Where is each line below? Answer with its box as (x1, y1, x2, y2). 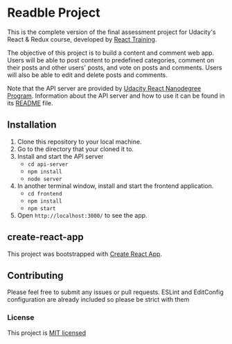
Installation (7, 119, 57, 131)
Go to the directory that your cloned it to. (17, 144, 134, 153)
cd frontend (27, 190, 62, 197)
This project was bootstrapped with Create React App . (7, 250, 163, 258)
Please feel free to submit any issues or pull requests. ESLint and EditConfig (7, 288, 224, 296)
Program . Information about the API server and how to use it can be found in (7, 92, 225, 100)
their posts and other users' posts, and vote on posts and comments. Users (7, 63, 223, 71)
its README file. (7, 98, 53, 107)
